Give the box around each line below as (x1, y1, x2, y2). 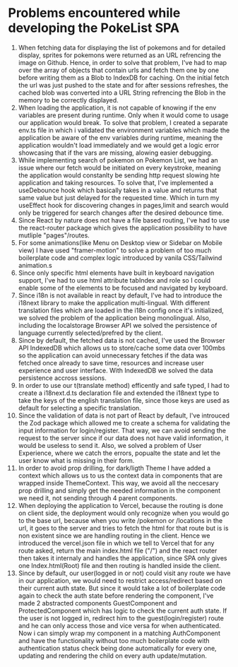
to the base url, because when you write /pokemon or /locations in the (18, 516, 223, 524)
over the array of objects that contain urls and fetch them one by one (18, 66, 220, 74)
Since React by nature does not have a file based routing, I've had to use (18, 216, 230, 224)
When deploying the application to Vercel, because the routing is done (18, 501, 223, 509)
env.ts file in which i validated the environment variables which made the (18, 126, 230, 134)
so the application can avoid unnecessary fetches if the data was (18, 351, 208, 360)
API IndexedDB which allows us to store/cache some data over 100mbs (18, 343, 225, 352)
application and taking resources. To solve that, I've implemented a (18, 178, 214, 187)
